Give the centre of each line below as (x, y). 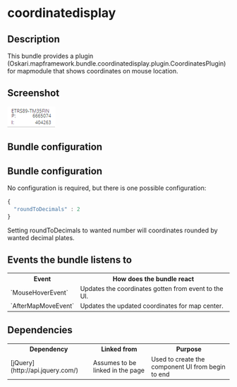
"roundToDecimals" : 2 (47, 209)
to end (160, 374)
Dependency (49, 349)
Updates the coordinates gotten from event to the (152, 289)
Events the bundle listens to (70, 260)
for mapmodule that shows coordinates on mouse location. (93, 71)
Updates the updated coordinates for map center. (152, 306)
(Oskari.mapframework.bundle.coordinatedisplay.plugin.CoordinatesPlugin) (117, 64)
